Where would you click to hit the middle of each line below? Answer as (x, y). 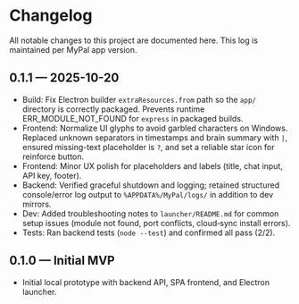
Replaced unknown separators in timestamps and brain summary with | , (155, 137)
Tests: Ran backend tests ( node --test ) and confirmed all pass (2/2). (149, 232)
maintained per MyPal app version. (73, 49)
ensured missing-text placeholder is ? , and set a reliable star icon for (148, 147)
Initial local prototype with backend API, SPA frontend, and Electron (146, 282)
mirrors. (37, 204)
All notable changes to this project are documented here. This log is (134, 40)
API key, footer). (52, 175)
